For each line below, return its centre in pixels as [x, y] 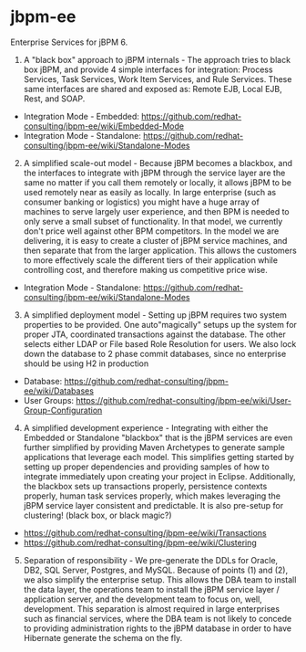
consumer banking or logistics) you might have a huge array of [142, 202]
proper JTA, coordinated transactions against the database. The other [154, 334]
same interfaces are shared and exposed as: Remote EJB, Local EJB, [153, 89]
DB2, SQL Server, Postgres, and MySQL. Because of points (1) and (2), [156, 570]
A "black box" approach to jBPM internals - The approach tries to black [157, 59]
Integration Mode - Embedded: [82, 116]
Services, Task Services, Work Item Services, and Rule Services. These [158, 79]
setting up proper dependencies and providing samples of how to [146, 467]
